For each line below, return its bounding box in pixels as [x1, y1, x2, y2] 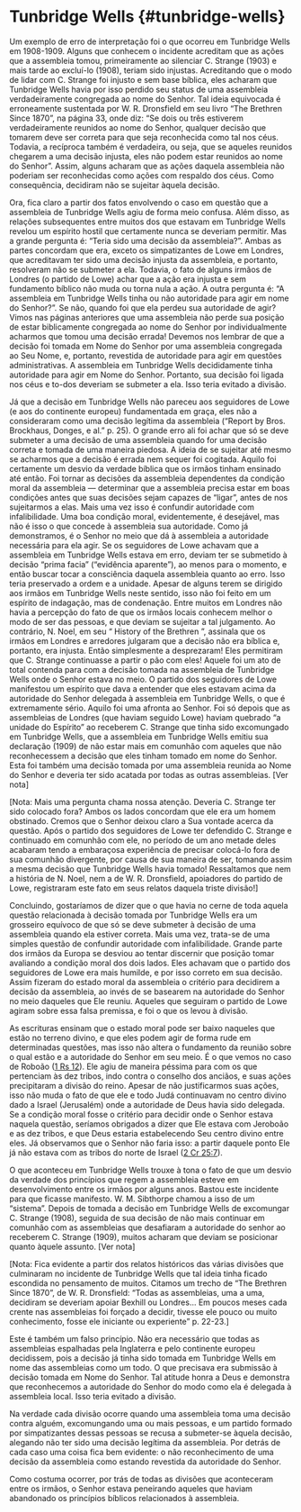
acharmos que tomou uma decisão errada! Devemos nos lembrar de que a [9, 330, 285, 341]
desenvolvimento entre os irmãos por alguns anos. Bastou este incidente [9, 1183, 279, 1194]
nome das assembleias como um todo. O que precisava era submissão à [9, 1362, 279, 1372]
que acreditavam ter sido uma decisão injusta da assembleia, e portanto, [9, 254, 279, 265]
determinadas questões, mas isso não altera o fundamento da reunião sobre [9, 1042, 292, 1053]
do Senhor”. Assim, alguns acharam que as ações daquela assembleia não [9, 160, 285, 171]
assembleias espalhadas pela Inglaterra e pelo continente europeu [9, 1343, 256, 1354]
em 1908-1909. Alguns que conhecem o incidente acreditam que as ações [9, 45, 285, 56]
